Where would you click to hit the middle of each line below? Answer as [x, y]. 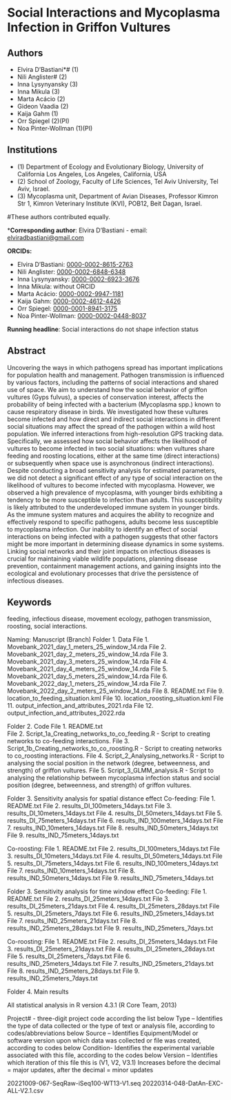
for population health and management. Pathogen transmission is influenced [115, 375]
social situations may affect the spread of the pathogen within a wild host [111, 426]
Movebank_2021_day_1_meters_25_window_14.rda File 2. [87, 647]
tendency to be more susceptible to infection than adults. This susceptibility [115, 500]
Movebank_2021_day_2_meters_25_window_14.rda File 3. [88, 654]
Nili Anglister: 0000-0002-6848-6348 [71, 272]
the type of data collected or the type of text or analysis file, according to [111, 1026]
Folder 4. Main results [38, 992]
